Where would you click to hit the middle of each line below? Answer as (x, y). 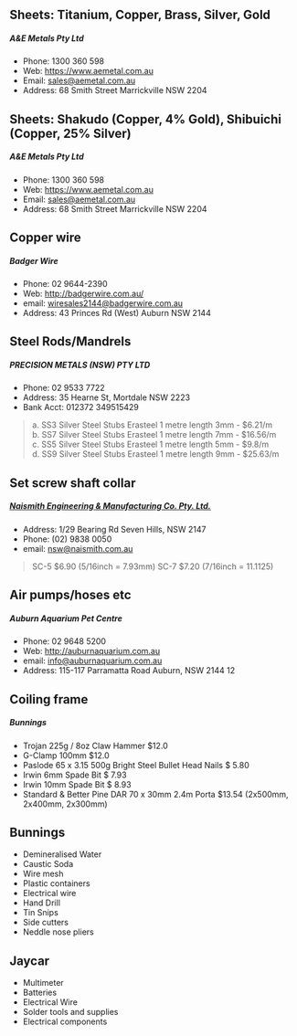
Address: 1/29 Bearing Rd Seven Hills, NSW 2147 (114, 529)
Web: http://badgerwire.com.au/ (83, 294)
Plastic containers (56, 883)
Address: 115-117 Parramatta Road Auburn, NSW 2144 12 (129, 671)
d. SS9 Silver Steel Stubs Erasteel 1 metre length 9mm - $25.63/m (155, 454)
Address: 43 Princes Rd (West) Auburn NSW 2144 (117, 313)
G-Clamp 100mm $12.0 (66, 755)
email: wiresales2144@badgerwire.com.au (103, 303)
